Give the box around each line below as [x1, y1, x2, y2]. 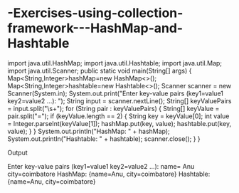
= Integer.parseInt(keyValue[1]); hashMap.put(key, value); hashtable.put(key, [7, 119, 232, 127]
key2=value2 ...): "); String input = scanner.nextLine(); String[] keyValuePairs [7, 96, 232, 105]
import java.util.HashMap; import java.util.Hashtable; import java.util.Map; [7, 58, 223, 67]
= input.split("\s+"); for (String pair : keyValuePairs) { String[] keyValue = [7, 104, 220, 113]
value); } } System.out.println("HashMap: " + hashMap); [7, 127, 171, 135]
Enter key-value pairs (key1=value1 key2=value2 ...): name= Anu [7, 162, 195, 170]
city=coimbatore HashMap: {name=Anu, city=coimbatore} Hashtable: [7, 169, 211, 178]
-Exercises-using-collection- [7, 5, 184, 21]
